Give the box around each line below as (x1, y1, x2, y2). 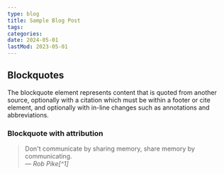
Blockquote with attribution (7, 128, 104, 138)
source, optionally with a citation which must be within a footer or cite (7, 95, 211, 104)
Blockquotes (7, 69, 65, 81)
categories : (7, 30, 43, 37)
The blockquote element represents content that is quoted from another (7, 88, 218, 96)
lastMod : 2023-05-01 (7, 43, 69, 50)
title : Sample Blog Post (7, 17, 81, 24)
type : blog (7, 10, 40, 18)
